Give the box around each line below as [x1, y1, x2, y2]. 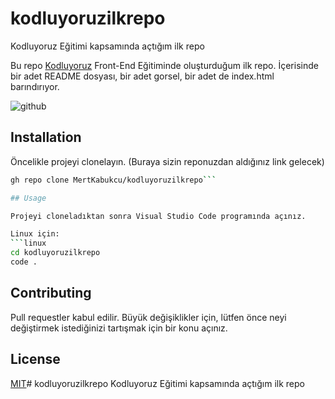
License [10, 351, 61, 368]
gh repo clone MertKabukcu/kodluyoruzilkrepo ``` [10, 175, 217, 185]
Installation [10, 129, 82, 146]
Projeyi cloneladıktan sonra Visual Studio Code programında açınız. [10, 211, 307, 221]
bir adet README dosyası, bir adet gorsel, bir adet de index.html [10, 70, 275, 82]
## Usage [10, 193, 47, 203]
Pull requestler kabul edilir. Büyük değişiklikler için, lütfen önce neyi [10, 311, 287, 323]
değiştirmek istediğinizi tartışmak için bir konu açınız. [10, 322, 228, 334]
